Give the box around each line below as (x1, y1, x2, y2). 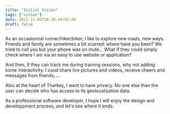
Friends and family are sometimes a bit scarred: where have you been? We (5, 41, 162, 47)
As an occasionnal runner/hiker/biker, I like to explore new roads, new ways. (5, 36, 164, 42)
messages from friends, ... (5, 72, 61, 79)
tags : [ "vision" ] (5, 12, 42, 17)
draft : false (5, 21, 33, 27)
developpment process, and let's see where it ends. (5, 103, 114, 109)
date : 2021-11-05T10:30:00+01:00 (5, 17, 76, 22)
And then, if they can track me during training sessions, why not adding (5, 62, 155, 68)
